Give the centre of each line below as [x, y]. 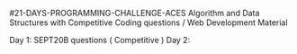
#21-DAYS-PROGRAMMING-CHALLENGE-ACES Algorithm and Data [135, 13]
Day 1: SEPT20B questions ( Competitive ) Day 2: [100, 40]
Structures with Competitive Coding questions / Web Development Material [148, 22]
